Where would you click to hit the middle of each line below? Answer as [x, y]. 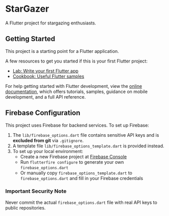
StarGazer [27, 9]
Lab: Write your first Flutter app [46, 71]
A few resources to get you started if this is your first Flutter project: [76, 61]
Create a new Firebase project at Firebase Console [74, 157]
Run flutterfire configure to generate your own [72, 162]
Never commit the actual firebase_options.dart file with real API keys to [81, 202]
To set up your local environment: [48, 151]
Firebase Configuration [43, 113]
